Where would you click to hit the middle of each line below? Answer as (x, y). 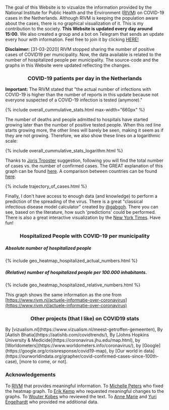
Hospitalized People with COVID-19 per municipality (85, 236)
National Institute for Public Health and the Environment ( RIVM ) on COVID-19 (85, 13)
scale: (11, 141)
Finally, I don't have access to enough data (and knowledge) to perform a (81, 196)
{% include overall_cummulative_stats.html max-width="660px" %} (75, 110)
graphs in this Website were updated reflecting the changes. (68, 65)
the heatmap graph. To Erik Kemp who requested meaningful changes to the (84, 391)
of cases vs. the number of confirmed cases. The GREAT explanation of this (84, 166)
